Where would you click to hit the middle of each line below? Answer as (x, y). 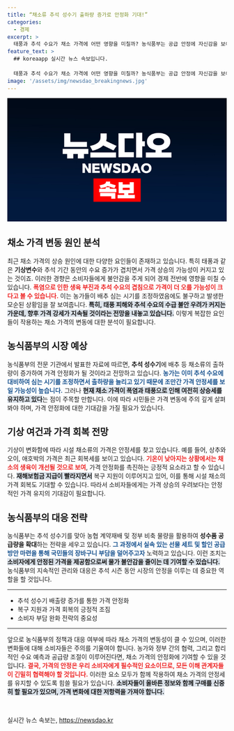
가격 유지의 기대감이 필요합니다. (63, 493)
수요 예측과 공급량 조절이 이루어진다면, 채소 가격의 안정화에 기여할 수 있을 (119, 657)
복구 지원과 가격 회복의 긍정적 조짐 (64, 610)
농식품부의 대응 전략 (47, 517)
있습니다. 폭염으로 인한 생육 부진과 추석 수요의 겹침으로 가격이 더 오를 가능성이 (112, 287)
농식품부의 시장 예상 (47, 346)
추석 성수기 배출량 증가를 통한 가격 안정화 (73, 601)
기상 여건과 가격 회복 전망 (58, 432)
